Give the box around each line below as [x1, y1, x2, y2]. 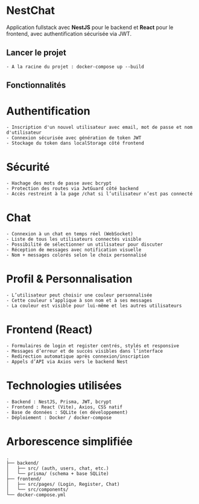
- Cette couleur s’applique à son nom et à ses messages [6, 297, 153, 303]
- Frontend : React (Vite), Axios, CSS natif [6, 404, 122, 410]
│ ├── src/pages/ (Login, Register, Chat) [6, 481, 120, 487]
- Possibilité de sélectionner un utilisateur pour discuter [6, 241, 163, 247]
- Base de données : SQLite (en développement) [6, 409, 128, 415]
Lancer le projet [6, 48, 66, 58]
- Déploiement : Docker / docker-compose [6, 414, 112, 421]
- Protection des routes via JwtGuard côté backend [6, 186, 139, 192]
